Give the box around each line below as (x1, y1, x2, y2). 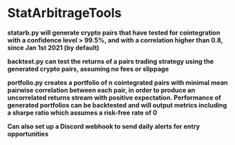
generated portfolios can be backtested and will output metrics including (7, 100, 227, 109)
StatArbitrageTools (7, 5, 122, 21)
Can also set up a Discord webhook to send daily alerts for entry (7, 122, 200, 130)
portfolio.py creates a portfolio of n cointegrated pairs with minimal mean (7, 78, 229, 86)
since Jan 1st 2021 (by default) (7, 43, 99, 52)
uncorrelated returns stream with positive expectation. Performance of (7, 93, 222, 102)
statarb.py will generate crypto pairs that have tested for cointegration (7, 28, 221, 37)
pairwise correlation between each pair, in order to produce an (7, 86, 195, 94)
